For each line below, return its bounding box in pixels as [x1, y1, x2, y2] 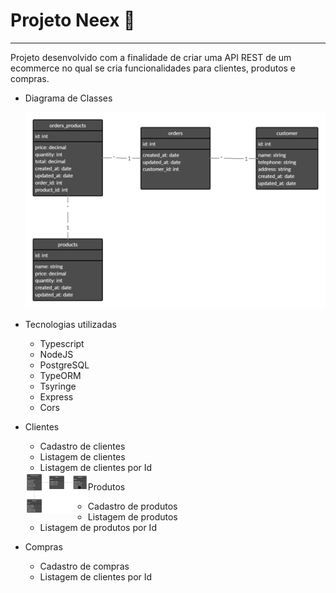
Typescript [39, 338, 85, 350]
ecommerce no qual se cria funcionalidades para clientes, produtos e [10, 62, 297, 74]
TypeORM [39, 370, 82, 382]
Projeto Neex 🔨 [10, 9, 136, 32]
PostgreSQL [39, 359, 90, 371]
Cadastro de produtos [87, 500, 178, 513]
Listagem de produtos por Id [39, 522, 157, 534]
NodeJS [39, 349, 74, 361]
